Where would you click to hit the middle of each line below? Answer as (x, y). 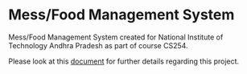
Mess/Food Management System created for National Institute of (116, 37)
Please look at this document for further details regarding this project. (124, 61)
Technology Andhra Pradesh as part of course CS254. (98, 45)
